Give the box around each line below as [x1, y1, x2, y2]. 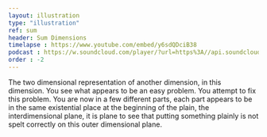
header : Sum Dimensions [8, 33, 87, 42]
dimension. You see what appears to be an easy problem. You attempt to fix [8, 86, 257, 95]
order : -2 [8, 56, 44, 64]
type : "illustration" [8, 19, 80, 27]
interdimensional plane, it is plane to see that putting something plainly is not [8, 111, 259, 120]
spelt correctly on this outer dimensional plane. [8, 120, 163, 129]
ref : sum [8, 26, 37, 34]
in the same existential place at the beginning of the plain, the [8, 102, 210, 112]
